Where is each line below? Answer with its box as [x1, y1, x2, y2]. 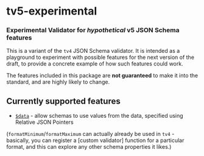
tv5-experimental [6, 4, 97, 18]
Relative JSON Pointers [15, 118, 74, 126]
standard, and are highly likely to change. [6, 78, 110, 86]
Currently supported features [6, 96, 121, 106]
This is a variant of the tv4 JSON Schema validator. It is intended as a [6, 47, 180, 55]
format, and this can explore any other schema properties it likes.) [6, 143, 172, 151]
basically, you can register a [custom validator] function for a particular [6, 137, 185, 144]
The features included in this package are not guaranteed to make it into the [6, 72, 199, 80]
